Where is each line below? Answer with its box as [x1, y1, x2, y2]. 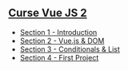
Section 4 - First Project [19, 52, 99, 62]
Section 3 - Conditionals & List [19, 44, 120, 54]
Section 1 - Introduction [19, 27, 98, 37]
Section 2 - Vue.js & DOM [19, 36, 105, 45]
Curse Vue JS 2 [8, 6, 87, 20]
